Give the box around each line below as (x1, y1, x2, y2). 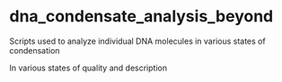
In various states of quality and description (9, 62, 168, 73)
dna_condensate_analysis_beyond (9, 6, 274, 27)
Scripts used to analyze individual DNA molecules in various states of (9, 36, 267, 46)
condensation (9, 45, 60, 55)
